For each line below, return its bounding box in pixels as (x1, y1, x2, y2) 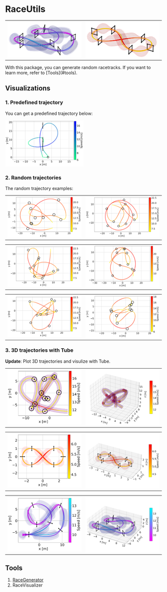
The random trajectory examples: (5, 186, 74, 192)
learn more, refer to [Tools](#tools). (5, 70, 78, 76)
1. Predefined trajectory (5, 99, 64, 106)
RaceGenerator (12, 577, 44, 583)
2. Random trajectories (5, 174, 62, 181)
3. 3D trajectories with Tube (5, 347, 74, 354)
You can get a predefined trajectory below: (5, 110, 93, 116)
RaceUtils (5, 3, 46, 15)
